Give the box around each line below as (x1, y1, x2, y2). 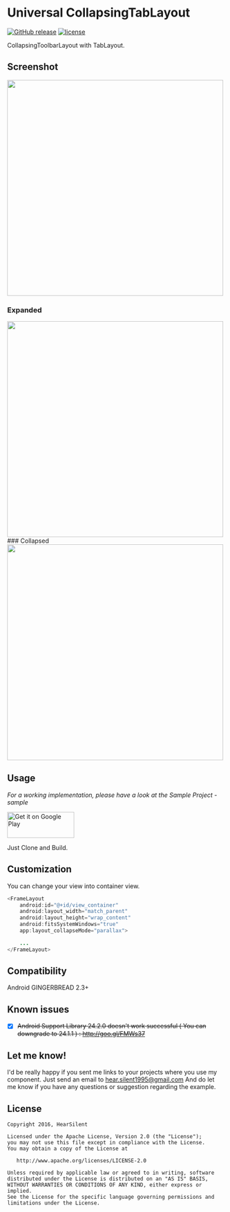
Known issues (7, 1003, 70, 1015)
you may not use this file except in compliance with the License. (7, 1139, 206, 1146)
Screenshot (7, 61, 59, 73)
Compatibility (7, 965, 67, 977)
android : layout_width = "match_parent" (19, 908, 128, 915)
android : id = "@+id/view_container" (19, 901, 119, 909)
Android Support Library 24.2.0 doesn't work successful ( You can (17, 1022, 207, 1030)
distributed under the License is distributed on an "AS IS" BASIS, (7, 1175, 209, 1182)
